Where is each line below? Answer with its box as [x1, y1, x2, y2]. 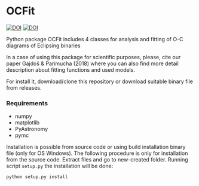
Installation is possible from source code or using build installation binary [6, 144, 186, 151]
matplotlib [14, 119, 40, 126]
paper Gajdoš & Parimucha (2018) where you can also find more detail [6, 60, 179, 67]
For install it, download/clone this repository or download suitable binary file [6, 78, 193, 85]
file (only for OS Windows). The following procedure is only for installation [6, 150, 188, 157]
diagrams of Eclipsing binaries [6, 42, 81, 49]
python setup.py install [6, 174, 68, 180]
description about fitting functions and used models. [6, 66, 136, 73]
